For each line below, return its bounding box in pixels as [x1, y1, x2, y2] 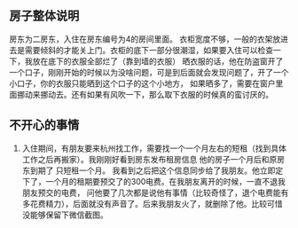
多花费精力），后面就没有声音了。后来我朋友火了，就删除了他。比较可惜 [21, 198, 283, 208]
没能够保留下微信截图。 [21, 209, 108, 220]
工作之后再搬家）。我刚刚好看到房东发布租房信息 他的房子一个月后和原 [21, 153, 278, 164]
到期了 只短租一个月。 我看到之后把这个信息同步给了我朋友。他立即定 [29, 165, 284, 176]
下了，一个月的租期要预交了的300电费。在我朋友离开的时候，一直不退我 [21, 176, 286, 186]
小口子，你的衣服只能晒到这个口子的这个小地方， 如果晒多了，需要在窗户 [9, 78, 276, 89]
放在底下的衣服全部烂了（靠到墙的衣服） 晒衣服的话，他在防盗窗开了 [32, 56, 284, 67]
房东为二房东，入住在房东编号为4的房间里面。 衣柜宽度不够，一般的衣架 [9, 34, 273, 44]
